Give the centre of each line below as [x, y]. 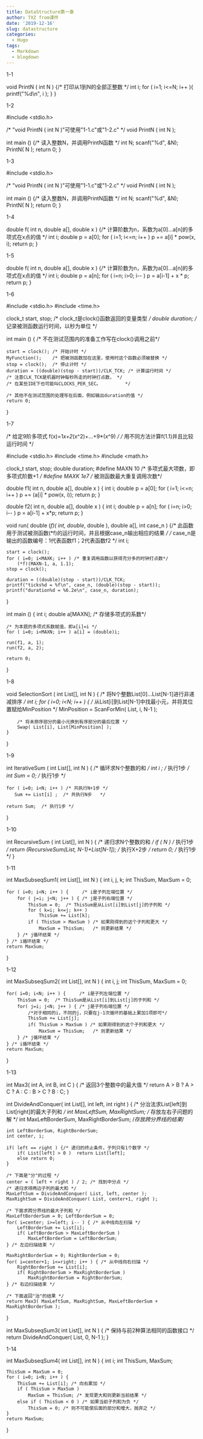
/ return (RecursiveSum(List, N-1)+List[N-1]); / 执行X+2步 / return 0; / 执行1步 [101, 849]
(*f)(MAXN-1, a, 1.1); [46, 564]
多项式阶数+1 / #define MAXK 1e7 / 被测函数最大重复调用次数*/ [84, 476]
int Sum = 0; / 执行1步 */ [36, 775]
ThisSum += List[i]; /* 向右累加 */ [61, 1383]
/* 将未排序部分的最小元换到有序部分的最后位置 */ [72, 722]
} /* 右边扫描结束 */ [31, 1284]
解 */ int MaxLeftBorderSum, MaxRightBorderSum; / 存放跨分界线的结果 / [95, 1119]
